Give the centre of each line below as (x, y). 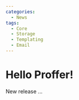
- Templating (27, 40)
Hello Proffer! (39, 75)
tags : (12, 23)
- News (19, 17)
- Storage (23, 34)
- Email (21, 46)
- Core (19, 28)
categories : (20, 12)
